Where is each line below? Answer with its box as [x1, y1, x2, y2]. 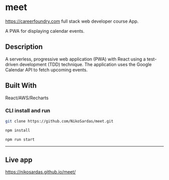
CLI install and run [5, 107, 50, 114]
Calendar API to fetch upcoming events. [5, 67, 88, 73]
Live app [5, 155, 33, 164]
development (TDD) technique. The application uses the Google [19, 61, 152, 67]
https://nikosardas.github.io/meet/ [5, 169, 76, 175]
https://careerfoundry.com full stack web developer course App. [5, 18, 139, 24]
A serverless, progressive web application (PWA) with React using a [5, 56, 146, 62]
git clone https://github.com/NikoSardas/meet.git [5, 118, 114, 124]
